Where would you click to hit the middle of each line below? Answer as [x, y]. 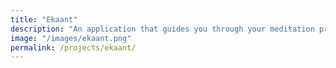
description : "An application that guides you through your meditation [162, 29]
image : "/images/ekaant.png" [71, 38]
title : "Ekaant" [44, 19]
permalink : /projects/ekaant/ [73, 47]
